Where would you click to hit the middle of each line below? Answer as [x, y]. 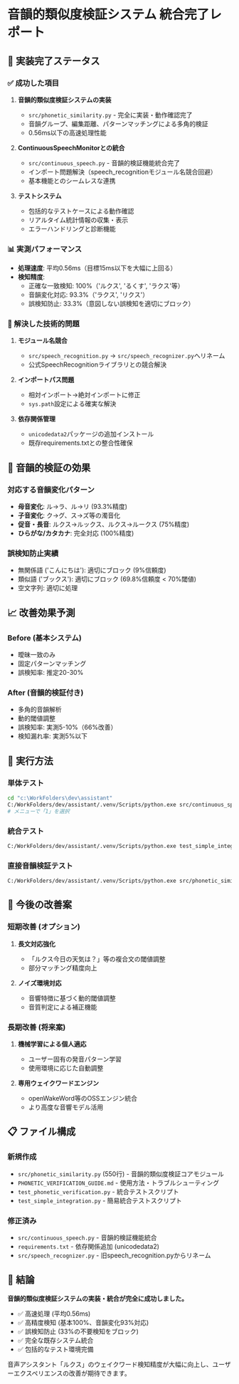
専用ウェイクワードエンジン [58, 1084]
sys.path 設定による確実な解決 [72, 404]
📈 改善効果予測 [42, 613]
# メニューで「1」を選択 [38, 811]
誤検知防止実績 [33, 554]
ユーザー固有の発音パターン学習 [75, 1059]
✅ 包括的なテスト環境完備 [55, 1349]
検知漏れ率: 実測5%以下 [52, 736]
